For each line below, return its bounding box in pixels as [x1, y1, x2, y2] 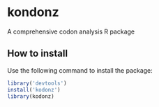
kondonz [7, 4, 59, 20]
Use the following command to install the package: [7, 66, 153, 74]
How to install [7, 48, 68, 59]
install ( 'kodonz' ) [7, 86, 61, 93]
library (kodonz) [7, 92, 54, 100]
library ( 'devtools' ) [7, 80, 68, 87]
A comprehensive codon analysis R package [7, 27, 135, 36]
